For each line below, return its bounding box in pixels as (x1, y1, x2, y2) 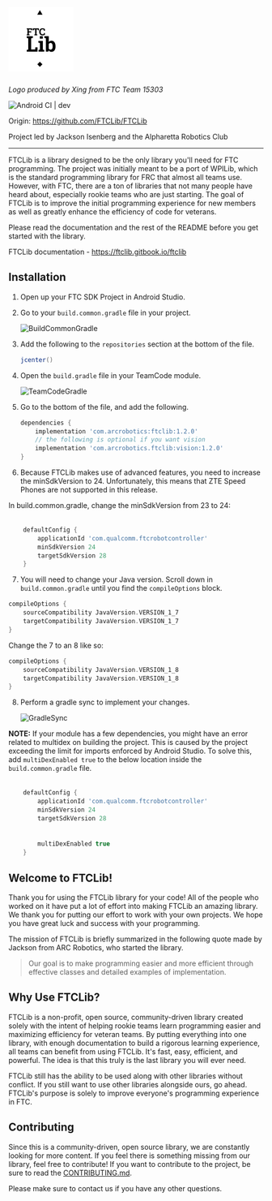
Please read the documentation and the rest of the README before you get (8, 222, 259, 232)
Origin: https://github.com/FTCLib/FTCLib (8, 116, 147, 126)
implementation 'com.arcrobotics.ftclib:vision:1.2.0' (35, 445, 224, 453)
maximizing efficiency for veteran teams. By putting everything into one (8, 1029, 247, 1039)
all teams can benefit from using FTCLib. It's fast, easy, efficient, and (8, 1046, 238, 1057)
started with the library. (8, 230, 87, 241)
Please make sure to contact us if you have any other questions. (8, 1183, 223, 1193)
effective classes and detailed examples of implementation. (28, 966, 227, 976)
